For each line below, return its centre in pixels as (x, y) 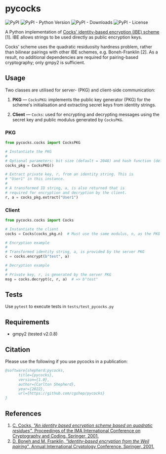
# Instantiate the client (32, 229)
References (23, 413)
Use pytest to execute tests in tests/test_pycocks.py (60, 307)
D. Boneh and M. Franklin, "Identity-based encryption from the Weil (81, 441)
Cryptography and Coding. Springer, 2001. (55, 436)
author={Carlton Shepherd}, (47, 384)
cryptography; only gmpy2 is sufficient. (45, 62)
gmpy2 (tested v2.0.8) (35, 334)
